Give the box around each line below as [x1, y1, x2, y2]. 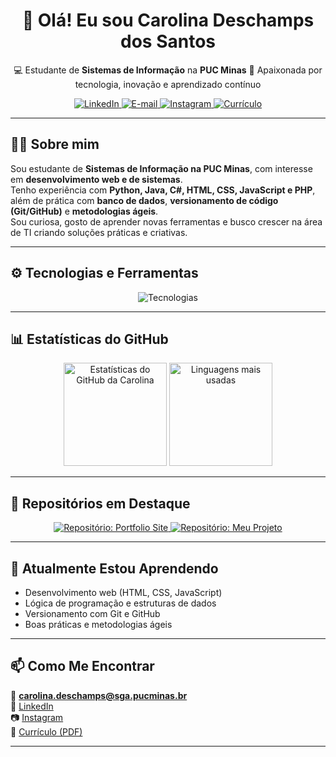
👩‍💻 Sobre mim [10, 136, 100, 153]
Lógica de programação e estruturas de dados [24, 597, 217, 609]
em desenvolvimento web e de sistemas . [10, 173, 183, 185]
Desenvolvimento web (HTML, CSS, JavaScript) [24, 587, 223, 598]
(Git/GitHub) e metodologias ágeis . [10, 205, 159, 217]
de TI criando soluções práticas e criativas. [10, 226, 188, 238]
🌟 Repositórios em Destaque [10, 495, 191, 512]
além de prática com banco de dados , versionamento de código [10, 194, 279, 206]
